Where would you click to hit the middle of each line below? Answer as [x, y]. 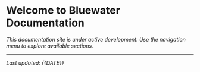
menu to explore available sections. [50, 46]
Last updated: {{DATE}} [35, 62]
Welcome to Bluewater [63, 10]
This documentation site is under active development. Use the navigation [96, 39]
